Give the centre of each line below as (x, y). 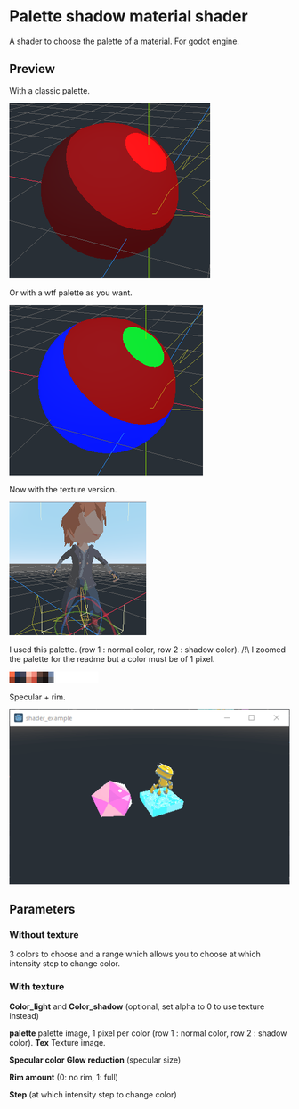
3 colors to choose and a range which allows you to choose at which (135, 954)
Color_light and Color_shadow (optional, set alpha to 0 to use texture (137, 1006)
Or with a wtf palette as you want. (71, 293)
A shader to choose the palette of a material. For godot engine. (125, 41)
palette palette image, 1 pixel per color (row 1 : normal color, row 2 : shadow (148, 1033)
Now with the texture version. (63, 489)
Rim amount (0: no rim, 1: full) (64, 1077)
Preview (32, 69)
